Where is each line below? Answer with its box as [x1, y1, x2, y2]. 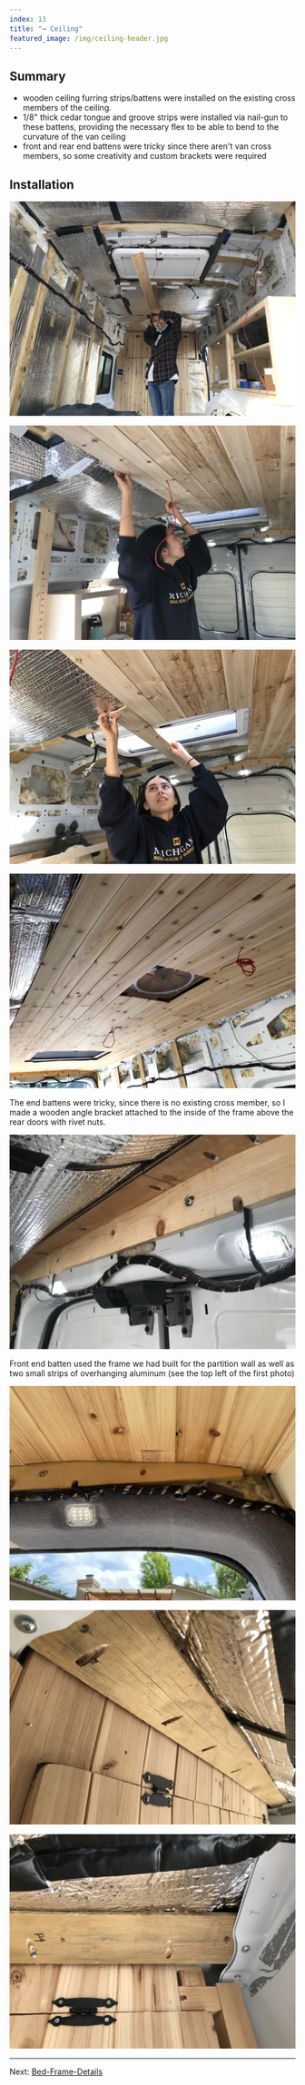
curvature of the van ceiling [22, 132, 126, 143]
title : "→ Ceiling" [9, 24, 84, 34]
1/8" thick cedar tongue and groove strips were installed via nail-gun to [22, 112, 289, 123]
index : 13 [9, 15, 47, 24]
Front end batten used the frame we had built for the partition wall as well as [9, 1358, 295, 1369]
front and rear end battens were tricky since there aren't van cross [22, 141, 272, 152]
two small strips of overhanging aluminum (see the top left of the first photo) [9, 1368, 295, 1379]
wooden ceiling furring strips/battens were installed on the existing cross [22, 93, 296, 103]
